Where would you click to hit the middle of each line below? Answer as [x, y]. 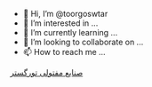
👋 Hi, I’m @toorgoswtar [65, 14]
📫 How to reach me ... [64, 52]
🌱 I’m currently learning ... [70, 32]
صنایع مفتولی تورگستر [47, 72]
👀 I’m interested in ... [60, 23]
